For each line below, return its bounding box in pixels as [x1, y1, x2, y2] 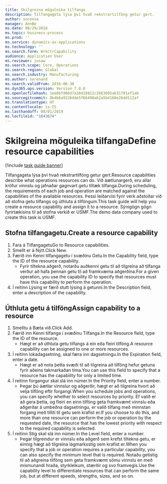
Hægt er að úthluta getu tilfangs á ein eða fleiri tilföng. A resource [19, 341, 153, 347]
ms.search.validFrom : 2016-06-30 [5, 81, 75, 86]
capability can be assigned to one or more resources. [19, 346, 129, 352]
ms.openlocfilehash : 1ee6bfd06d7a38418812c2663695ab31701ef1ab [5, 91, 139, 96]
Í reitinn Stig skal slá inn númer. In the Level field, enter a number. [12, 431, 145, 437]
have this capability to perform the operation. [19, 279, 113, 285]
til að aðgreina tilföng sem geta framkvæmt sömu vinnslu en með [19, 457, 153, 463]
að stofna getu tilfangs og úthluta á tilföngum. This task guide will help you [5, 198, 157, 204]
